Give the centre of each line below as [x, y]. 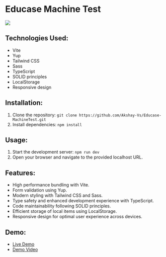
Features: [20, 173]
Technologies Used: [37, 38]
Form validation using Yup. [40, 190]
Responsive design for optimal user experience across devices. [77, 217]
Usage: [17, 140]
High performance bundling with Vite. [51, 185]
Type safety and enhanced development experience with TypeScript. [83, 201]
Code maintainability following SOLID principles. [62, 206]
